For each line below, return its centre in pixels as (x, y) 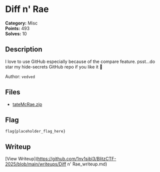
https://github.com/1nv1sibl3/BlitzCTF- (77, 159)
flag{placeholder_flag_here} (35, 131)
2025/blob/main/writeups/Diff (36, 164)
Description (24, 49)
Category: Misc (21, 23)
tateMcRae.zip (27, 104)
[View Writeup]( (21, 159)
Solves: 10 (16, 33)
